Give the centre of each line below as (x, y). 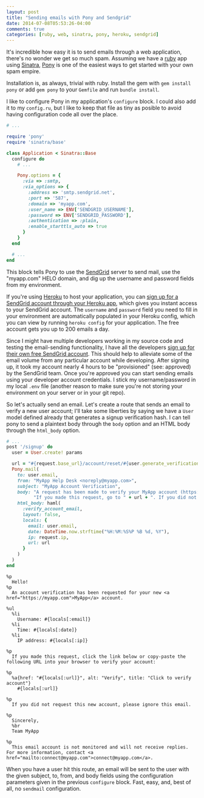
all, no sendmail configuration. (44, 788)
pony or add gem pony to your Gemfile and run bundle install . (83, 90)
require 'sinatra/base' (36, 142)
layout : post (23, 12)
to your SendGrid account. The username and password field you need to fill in (102, 309)
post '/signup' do (29, 447)
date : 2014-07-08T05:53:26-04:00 (49, 23)
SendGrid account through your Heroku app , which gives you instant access (102, 303)
